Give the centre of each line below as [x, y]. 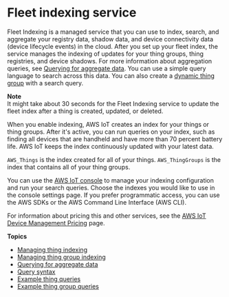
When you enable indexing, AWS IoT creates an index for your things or [108, 124]
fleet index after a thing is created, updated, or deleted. [85, 111]
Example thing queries [49, 279]
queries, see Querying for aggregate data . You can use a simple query [107, 68]
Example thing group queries [58, 286]
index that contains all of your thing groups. [69, 167]
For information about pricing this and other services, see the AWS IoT [107, 216]
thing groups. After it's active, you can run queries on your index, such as [111, 132]
